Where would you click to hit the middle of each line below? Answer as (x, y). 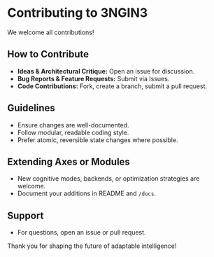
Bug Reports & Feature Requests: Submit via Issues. (93, 78)
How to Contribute (48, 54)
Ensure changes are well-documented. (73, 125)
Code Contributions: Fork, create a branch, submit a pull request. (112, 86)
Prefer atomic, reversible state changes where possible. (98, 140)
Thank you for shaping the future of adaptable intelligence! (92, 246)
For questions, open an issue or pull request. (81, 232)
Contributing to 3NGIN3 (78, 13)
